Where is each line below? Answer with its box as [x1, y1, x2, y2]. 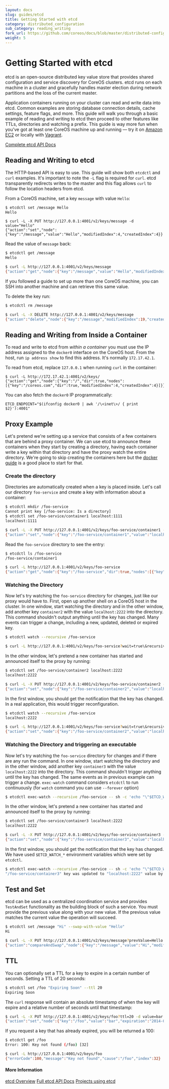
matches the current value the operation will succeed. [5, 915, 117, 921]
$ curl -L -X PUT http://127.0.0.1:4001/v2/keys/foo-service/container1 [5, 527, 161, 532]
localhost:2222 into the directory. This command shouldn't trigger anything [5, 769, 162, 775]
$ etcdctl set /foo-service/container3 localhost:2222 [5, 819, 123, 824]
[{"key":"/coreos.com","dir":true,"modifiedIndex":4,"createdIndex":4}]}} [5, 383, 165, 388]
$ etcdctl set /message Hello [5, 205, 69, 210]
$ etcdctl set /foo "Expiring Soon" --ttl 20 [5, 985, 102, 990]
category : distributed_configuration [5, 21, 84, 27]
